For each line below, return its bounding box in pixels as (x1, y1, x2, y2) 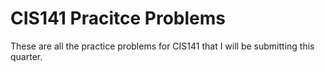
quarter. (10, 50, 43, 62)
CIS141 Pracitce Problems (10, 7, 226, 30)
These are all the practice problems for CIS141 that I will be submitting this (10, 40, 315, 52)
